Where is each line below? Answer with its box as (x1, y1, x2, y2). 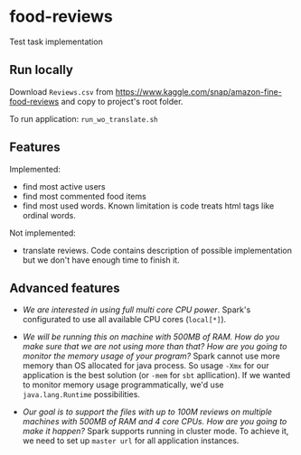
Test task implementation (9, 36, 104, 47)
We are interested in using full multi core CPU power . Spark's (22, 304, 251, 315)
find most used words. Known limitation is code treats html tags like (22, 200, 275, 211)
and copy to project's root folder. (61, 96, 183, 107)
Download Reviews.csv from (9, 86, 114, 97)
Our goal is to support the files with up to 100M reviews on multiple (22, 406, 273, 417)
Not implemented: (9, 227, 77, 238)
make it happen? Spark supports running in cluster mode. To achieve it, (22, 426, 289, 437)
